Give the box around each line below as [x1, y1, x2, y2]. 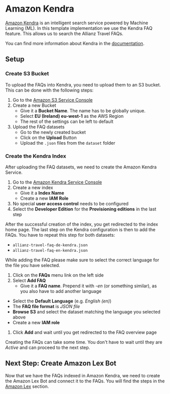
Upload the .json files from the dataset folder [20, 140, 115, 146]
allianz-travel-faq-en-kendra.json [12, 248, 88, 253]
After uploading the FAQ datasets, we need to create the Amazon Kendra [5, 164, 157, 170]
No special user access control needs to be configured [12, 200, 129, 206]
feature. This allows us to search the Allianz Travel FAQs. [5, 30, 123, 36]
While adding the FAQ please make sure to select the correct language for [5, 256, 159, 263]
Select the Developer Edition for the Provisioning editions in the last [12, 206, 157, 212]
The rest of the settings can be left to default [20, 118, 114, 124]
